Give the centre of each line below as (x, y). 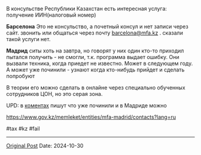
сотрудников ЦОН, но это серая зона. (54, 94)
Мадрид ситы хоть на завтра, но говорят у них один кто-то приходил (95, 51)
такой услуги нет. (28, 39)
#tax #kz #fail (23, 128)
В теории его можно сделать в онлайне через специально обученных (96, 88)
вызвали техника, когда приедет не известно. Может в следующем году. (100, 63)
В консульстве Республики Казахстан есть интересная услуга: (87, 9)
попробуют (21, 76)
